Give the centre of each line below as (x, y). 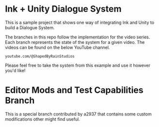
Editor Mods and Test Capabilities (74, 90)
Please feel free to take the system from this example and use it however (78, 65)
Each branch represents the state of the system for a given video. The (75, 42)
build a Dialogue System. (30, 27)
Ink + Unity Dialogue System (64, 9)
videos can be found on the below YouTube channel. (57, 47)
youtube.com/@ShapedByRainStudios (40, 56)
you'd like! (15, 70)
